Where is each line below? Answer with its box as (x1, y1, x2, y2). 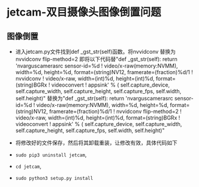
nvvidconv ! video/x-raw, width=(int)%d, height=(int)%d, (15, 75, 155, 82)
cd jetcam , (15, 163, 42, 170)
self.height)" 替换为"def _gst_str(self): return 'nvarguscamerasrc (15, 95, 173, 102)
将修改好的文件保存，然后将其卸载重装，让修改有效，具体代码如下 (15, 139, 178, 146)
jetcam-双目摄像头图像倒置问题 (7, 5, 161, 19)
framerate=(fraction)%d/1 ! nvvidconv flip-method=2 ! (49, 108, 182, 115)
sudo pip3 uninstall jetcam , (15, 151, 87, 158)
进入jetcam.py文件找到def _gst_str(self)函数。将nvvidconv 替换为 (15, 48, 176, 55)
